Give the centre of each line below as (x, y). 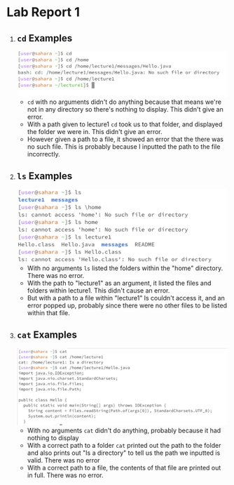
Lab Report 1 (43, 12)
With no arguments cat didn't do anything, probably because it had (124, 430)
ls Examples (44, 176)
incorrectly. (43, 154)
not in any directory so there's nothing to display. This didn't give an (125, 109)
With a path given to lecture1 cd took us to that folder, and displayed (125, 124)
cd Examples (44, 38)
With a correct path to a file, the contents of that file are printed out (124, 467)
